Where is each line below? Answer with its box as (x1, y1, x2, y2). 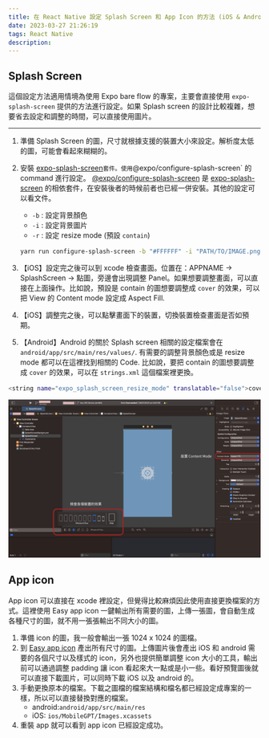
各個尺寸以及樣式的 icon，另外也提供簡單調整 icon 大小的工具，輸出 (34, 653, 258, 663)
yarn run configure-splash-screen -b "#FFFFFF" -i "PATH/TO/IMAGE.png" (19, 247, 264, 256)
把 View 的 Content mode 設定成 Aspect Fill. (19, 293, 166, 303)
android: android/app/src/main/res (31, 702, 146, 711)
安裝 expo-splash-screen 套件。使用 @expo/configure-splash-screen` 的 (19, 163, 252, 173)
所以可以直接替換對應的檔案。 (34, 693, 133, 703)
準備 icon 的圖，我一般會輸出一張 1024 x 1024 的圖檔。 (19, 633, 202, 642)
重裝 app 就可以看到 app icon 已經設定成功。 (19, 720, 168, 730)
